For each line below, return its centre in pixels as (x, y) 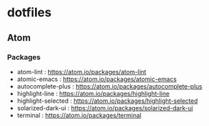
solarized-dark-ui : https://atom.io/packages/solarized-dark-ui (105, 108)
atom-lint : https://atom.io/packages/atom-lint (82, 72)
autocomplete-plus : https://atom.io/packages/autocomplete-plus (110, 86)
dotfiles (29, 13)
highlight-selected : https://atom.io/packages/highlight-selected (107, 101)
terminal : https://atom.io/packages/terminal (79, 115)
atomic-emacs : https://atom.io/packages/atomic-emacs (97, 79)
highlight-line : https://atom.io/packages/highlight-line (93, 93)
